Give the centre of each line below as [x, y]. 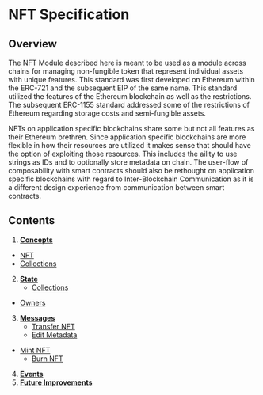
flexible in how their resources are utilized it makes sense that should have [130, 145]
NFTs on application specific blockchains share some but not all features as [131, 129]
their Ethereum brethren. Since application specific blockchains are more [127, 137]
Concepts [36, 240]
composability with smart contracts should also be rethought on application [131, 171]
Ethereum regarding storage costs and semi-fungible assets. [107, 113]
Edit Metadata [54, 335]
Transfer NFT [53, 326]
